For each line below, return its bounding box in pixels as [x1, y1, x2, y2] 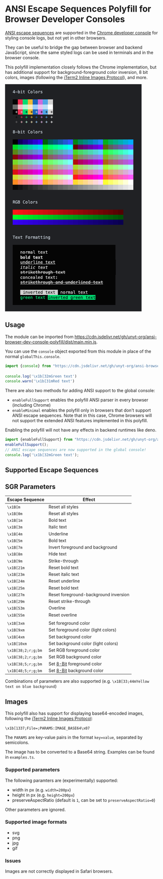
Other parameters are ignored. [5, 807, 66, 812]
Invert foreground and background [48, 544, 117, 550]
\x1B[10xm [7, 641, 27, 646]
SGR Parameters [5, 483, 56, 491]
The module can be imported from [5, 334, 74, 340]
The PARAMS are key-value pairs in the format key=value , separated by [5, 735, 143, 741]
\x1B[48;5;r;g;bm [7, 668, 42, 673]
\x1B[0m [7, 511, 23, 516]
